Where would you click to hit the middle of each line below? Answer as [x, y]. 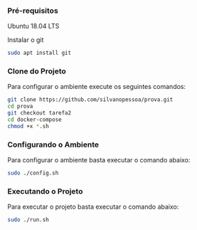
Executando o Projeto [45, 191]
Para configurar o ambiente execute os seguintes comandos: [97, 87]
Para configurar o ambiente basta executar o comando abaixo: [99, 160]
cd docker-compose [34, 120]
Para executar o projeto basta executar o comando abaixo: [93, 207]
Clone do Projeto [37, 71]
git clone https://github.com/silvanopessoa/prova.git [90, 100]
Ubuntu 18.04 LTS [33, 26]
